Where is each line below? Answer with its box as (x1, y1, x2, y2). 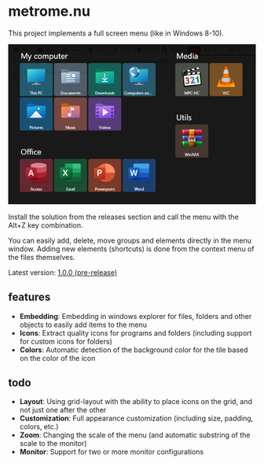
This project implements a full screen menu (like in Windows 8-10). (8, 28, 224, 38)
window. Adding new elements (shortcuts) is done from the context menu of (8, 243, 255, 254)
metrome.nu (8, 2, 90, 20)
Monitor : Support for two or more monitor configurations (19, 447, 204, 457)
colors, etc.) (19, 422, 59, 432)
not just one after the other (19, 405, 107, 415)
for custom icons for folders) (19, 336, 112, 346)
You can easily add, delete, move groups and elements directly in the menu (8, 236, 251, 245)
